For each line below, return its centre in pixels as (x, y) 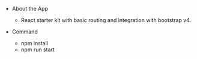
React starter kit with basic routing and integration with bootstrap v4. (106, 20)
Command (25, 32)
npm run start (38, 49)
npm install (34, 43)
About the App (30, 9)
